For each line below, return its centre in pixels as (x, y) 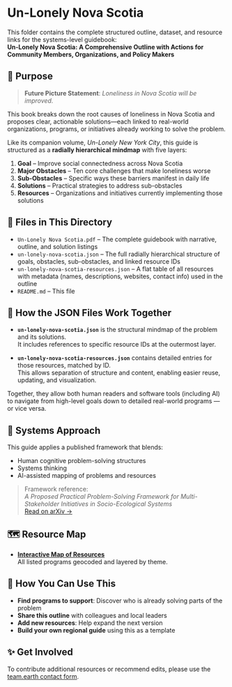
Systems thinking (42, 468)
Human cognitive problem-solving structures (82, 461)
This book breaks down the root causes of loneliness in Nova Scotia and (111, 114)
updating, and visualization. (57, 380)
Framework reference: (56, 489)
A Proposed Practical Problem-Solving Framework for (102, 497)
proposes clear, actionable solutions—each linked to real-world (98, 121)
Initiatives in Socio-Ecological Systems (117, 504)
